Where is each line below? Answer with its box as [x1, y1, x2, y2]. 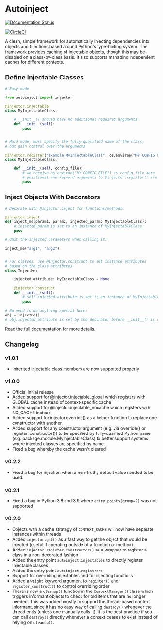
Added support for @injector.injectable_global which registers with [12, 394, 146, 400]
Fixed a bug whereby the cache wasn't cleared [12, 446, 106, 452]
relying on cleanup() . [12, 619, 54, 625]
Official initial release [12, 389, 54, 395]
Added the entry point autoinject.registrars [12, 568, 103, 573]
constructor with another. [12, 420, 63, 426]
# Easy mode [5, 86, 29, 91]
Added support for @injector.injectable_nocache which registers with [12, 405, 151, 411]
